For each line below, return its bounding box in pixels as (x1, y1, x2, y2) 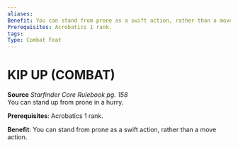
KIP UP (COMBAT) (7, 67, 115, 83)
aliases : (7, 10, 33, 18)
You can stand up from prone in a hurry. (7, 98, 124, 107)
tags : (7, 30, 23, 37)
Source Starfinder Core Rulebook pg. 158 (7, 90, 128, 99)
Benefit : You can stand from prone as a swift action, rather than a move (7, 125, 217, 134)
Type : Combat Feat (7, 37, 62, 44)
